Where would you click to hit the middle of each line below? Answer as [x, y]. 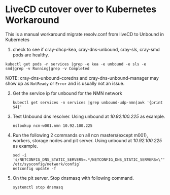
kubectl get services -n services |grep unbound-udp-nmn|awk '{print [88, 103]
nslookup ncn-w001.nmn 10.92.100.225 [53, 125]
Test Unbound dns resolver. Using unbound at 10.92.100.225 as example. [89, 116]
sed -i [20, 155]
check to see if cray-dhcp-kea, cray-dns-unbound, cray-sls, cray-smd [86, 49]
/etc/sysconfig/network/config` [47, 164]
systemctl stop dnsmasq [38, 187]
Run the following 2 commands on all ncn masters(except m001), [80, 135]
